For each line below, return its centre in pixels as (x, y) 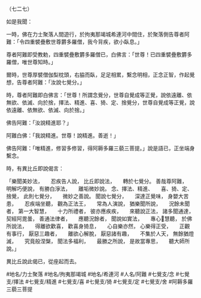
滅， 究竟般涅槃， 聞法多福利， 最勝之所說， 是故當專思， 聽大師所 (98, 241)
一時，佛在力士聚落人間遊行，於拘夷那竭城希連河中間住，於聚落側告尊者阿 (98, 34)
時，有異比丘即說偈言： (35, 168)
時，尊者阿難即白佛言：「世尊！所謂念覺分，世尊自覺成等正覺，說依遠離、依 (99, 95)
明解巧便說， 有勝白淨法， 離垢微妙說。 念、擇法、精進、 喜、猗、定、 (99, 189)
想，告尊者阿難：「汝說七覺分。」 (45, 82)
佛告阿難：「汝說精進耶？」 (39, 123)
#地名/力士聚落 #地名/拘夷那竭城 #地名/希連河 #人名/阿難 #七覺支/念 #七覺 (98, 274)
